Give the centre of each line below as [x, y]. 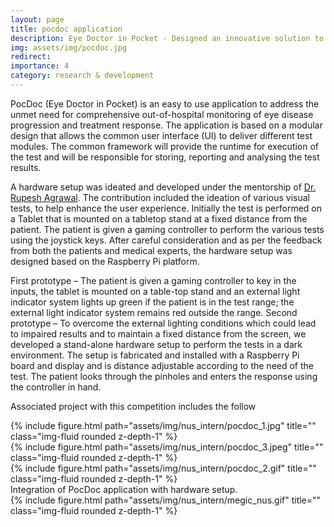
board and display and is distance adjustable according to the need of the [162, 365]
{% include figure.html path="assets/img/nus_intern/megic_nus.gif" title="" [166, 500]
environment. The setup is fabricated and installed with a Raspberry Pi [155, 355]
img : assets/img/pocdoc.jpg [69, 47]
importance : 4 [40, 66]
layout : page [37, 19]
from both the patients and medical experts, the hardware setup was [151, 250]
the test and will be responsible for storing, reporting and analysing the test [165, 157]
